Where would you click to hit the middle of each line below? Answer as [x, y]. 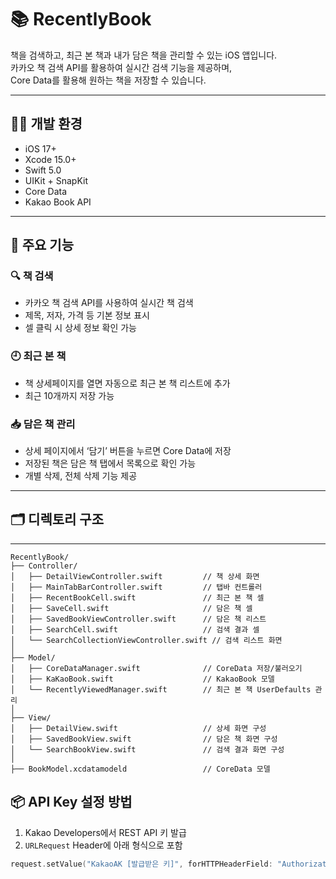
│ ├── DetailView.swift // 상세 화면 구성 [138, 728]
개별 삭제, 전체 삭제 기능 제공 [81, 476]
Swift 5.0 [43, 170]
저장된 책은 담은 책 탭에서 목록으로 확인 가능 [110, 463]
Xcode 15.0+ [50, 159]
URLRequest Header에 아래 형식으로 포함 [103, 845]
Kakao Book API [58, 202]
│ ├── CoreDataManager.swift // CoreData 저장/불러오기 [156, 668]
